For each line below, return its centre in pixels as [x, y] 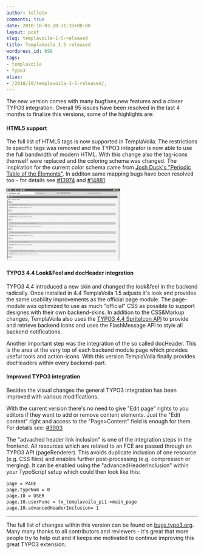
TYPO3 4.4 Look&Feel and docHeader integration [70, 273]
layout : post [23, 32]
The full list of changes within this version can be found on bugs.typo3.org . [100, 525]
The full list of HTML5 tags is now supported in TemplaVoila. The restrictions [102, 142]
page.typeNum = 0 [28, 490]
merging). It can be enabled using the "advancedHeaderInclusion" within [97, 465]
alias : [15, 77]
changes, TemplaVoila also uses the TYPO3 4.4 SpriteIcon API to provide [97, 318]
